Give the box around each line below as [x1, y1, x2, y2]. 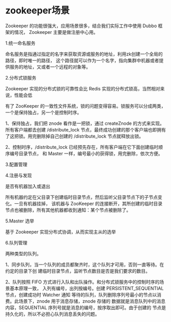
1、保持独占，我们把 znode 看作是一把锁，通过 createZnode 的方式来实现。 [5, 120, 165, 126]
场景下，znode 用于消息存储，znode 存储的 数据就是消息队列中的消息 [18, 298, 166, 304]
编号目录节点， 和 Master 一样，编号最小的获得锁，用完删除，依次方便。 [9, 150, 163, 157]
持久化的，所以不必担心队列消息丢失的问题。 [5, 311, 100, 317]
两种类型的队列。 [5, 250, 41, 257]
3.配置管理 [5, 161, 28, 167]
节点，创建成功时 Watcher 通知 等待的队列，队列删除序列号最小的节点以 [5, 291, 157, 298]
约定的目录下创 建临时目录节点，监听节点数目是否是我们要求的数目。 [5, 268, 150, 274]
